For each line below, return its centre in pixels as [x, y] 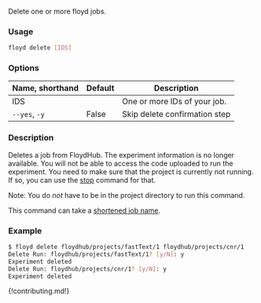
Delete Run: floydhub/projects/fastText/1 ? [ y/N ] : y [96, 254]
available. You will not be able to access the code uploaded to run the [121, 163]
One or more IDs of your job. [174, 101]
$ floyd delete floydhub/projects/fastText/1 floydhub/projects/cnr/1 [126, 247]
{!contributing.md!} [39, 291]
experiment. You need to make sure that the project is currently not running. [131, 171]
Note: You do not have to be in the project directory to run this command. [127, 195]
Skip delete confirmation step [176, 115]
